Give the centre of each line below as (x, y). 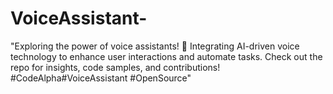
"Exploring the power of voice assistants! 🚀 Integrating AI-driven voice (155, 46)
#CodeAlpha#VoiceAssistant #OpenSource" (101, 78)
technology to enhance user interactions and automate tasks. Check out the (166, 56)
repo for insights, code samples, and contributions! (115, 67)
